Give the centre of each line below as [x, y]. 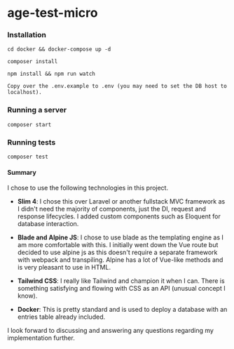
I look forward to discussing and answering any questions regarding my [110, 331]
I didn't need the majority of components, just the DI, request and [112, 209]
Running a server [37, 110]
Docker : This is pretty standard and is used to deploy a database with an [122, 310]
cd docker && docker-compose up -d [59, 50]
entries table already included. [61, 317]
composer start [29, 124]
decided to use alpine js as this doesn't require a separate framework [117, 252]
